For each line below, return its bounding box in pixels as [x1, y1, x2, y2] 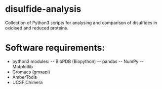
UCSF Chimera [12, 79, 43, 85]
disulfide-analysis [5, 3, 81, 15]
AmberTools [12, 74, 37, 80]
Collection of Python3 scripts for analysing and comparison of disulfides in [5, 20, 158, 26]
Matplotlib [12, 63, 33, 69]
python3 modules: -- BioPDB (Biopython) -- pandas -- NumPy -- [12, 58, 144, 64]
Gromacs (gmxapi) [12, 69, 50, 75]
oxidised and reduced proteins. [5, 25, 69, 30]
